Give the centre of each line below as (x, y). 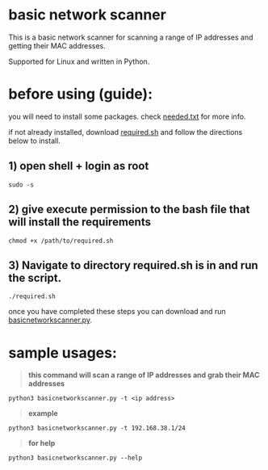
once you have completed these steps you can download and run (117, 312)
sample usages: (63, 352)
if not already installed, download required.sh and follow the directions (126, 132)
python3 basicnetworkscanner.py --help (75, 458)
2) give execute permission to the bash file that (129, 210)
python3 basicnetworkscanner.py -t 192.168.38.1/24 (97, 428)
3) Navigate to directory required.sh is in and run (133, 265)
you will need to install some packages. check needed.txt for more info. (127, 116)
